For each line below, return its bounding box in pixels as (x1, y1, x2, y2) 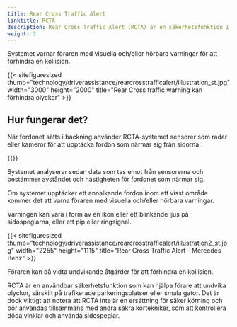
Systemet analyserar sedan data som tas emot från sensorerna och (7, 168, 204, 176)
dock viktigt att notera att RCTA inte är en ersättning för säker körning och (7, 297, 223, 305)
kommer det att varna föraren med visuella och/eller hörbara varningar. (7, 196, 214, 205)
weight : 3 (7, 30, 37, 38)
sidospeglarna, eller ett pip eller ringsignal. (7, 217, 132, 226)
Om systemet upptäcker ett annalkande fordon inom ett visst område (7, 189, 209, 197)
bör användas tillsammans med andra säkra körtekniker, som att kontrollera (7, 304, 226, 312)
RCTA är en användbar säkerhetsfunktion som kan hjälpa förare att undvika (7, 281, 226, 290)
